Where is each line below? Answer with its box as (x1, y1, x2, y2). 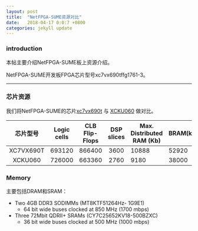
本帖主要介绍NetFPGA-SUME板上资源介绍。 (6, 58, 113, 65)
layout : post (6, 8, 38, 15)
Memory (6, 173, 31, 181)
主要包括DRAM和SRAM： (6, 188, 68, 195)
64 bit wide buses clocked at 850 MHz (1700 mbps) (23, 206, 149, 213)
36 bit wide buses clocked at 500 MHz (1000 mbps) (23, 219, 150, 226)
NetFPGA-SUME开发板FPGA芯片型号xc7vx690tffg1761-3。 (6, 71, 148, 78)
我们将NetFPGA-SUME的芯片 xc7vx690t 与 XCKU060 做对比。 (6, 107, 157, 114)
